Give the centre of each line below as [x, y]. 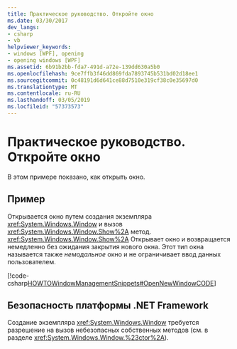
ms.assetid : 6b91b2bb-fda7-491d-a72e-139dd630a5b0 [84, 67]
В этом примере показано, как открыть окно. [76, 177]
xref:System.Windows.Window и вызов [65, 224]
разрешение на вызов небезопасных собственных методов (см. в [108, 330]
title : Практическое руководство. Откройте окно [81, 14]
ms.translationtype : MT [43, 87]
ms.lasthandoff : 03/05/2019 [49, 100]
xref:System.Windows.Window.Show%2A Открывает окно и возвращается [119, 239]
